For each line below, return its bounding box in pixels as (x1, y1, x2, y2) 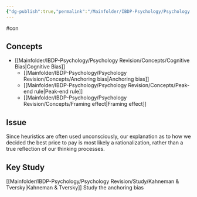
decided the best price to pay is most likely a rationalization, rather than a (6, 139, 184, 146)
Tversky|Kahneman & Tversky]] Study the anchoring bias (6, 184, 144, 191)
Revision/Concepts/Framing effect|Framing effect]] (23, 101, 147, 108)
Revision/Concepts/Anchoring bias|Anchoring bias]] (23, 75, 150, 82)
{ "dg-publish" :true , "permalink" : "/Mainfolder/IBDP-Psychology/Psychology (6, 8, 191, 15)
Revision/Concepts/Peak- (128, 82, 190, 89)
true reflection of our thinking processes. (6, 146, 106, 153)
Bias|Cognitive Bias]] (14, 63, 66, 70)
